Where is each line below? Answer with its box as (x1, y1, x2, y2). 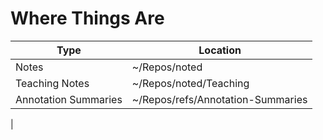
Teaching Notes (15, 76, 90, 90)
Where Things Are (10, 7, 165, 30)
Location (198, 43, 242, 57)
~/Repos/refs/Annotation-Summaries (131, 92, 308, 106)
